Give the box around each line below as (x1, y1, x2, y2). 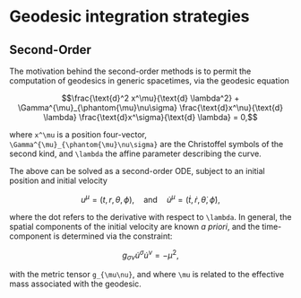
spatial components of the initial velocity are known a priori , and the (9, 221, 261, 232)
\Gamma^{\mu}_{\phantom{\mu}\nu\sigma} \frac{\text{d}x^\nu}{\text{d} (17, 102, 284, 113)
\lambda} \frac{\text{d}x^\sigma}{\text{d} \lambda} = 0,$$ (43, 112, 258, 122)
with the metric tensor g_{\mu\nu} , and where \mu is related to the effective (9, 269, 285, 280)
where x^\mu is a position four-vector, (9, 129, 148, 140)
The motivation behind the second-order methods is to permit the (9, 66, 252, 76)
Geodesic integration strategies (9, 6, 250, 27)
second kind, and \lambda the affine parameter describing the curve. (9, 148, 262, 159)
